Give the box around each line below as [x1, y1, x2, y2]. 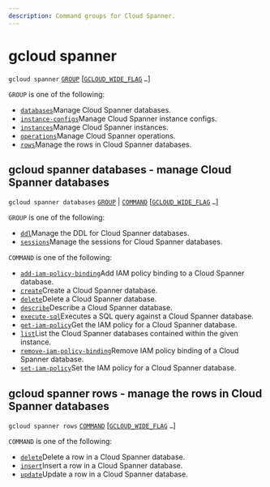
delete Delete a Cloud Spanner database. [19, 294, 157, 304]
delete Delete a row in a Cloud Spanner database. [19, 452, 186, 462]
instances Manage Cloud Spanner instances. [19, 122, 169, 132]
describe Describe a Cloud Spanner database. [19, 303, 173, 313]
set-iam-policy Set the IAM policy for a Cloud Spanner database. [19, 363, 237, 373]
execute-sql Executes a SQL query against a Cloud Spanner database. [19, 311, 254, 321]
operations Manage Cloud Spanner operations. [19, 130, 176, 140]
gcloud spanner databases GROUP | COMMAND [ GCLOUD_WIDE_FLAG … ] [8, 197, 219, 207]
